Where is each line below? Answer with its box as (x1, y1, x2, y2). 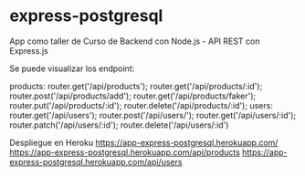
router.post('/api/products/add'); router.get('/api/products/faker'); (9, 90, 257, 101)
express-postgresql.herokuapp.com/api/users (9, 156, 183, 167)
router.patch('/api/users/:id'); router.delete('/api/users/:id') (9, 119, 229, 130)
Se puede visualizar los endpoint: (9, 63, 135, 74)
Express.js (9, 45, 48, 56)
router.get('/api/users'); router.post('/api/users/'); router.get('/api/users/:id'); (9, 109, 297, 120)
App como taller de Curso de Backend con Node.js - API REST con (9, 36, 260, 47)
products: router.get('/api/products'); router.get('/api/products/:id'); (9, 80, 263, 91)
